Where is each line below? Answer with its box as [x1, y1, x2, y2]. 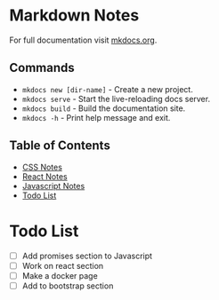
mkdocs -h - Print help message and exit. [21, 112, 171, 122]
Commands [9, 60, 76, 75]
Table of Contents [9, 138, 111, 154]
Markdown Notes [9, 5, 140, 26]
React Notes [21, 170, 69, 182]
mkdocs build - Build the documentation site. [21, 103, 186, 114]
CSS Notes [21, 162, 62, 172]
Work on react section [21, 260, 104, 271]
